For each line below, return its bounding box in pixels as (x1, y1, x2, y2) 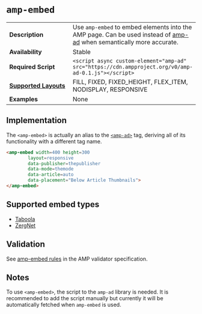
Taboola (14, 215, 35, 223)
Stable (72, 47, 91, 56)
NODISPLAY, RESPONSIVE (72, 85, 148, 94)
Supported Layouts (9, 81, 66, 89)
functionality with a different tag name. (6, 137, 102, 145)
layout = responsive (28, 155, 74, 161)
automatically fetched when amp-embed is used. (6, 301, 121, 309)
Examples (9, 95, 38, 103)
